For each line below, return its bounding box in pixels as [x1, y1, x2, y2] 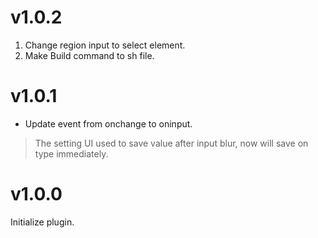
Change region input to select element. [24, 39, 186, 51]
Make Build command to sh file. [24, 49, 155, 61]
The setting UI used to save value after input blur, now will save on [34, 137, 309, 149]
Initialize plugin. [10, 216, 75, 228]
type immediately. [34, 147, 109, 160]
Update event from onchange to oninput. [24, 117, 193, 130]
